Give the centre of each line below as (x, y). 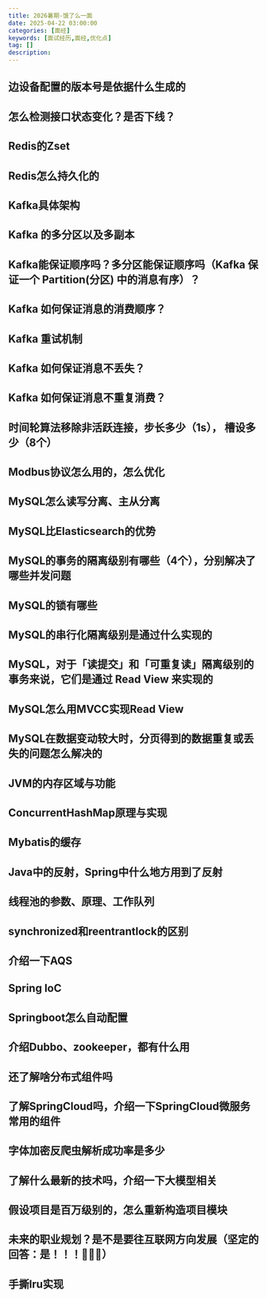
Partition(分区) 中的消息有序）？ (121, 279)
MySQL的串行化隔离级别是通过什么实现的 (110, 635)
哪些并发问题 (40, 576)
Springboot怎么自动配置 (68, 1017)
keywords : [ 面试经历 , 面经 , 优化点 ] (60, 38)
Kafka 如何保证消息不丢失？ (77, 368)
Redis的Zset (39, 146)
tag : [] (21, 45)
